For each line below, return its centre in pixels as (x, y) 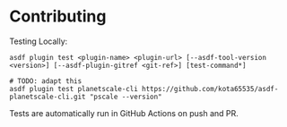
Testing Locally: (39, 41)
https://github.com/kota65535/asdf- (210, 89)
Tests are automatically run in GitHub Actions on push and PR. (124, 113)
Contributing (58, 17)
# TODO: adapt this (46, 81)
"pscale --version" (126, 97)
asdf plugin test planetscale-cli (74, 89)
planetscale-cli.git (48, 97)
